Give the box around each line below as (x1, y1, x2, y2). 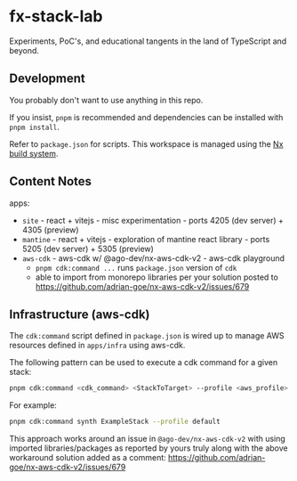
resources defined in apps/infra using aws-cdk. (9, 340, 186, 351)
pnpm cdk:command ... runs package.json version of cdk (35, 262, 237, 273)
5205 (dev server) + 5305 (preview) (21, 243, 154, 254)
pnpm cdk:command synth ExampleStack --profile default (9, 417, 221, 427)
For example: (9, 400, 58, 411)
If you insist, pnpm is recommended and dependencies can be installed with (9, 111, 284, 122)
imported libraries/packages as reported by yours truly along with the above (9, 443, 288, 453)
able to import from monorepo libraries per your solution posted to (35, 272, 278, 282)
